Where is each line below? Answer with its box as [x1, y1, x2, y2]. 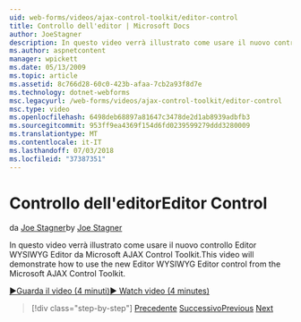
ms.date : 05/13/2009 [9, 64, 87, 72]
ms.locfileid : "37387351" [9, 154, 106, 164]
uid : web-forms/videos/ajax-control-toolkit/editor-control [9, 13, 239, 22]
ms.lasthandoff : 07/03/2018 [9, 146, 115, 155]
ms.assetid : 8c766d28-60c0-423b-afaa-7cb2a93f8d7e [9, 80, 202, 89]
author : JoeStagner [9, 30, 82, 38]
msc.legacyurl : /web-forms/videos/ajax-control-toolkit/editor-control [9, 96, 282, 106]
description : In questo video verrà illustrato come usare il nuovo [9, 38, 271, 47]
